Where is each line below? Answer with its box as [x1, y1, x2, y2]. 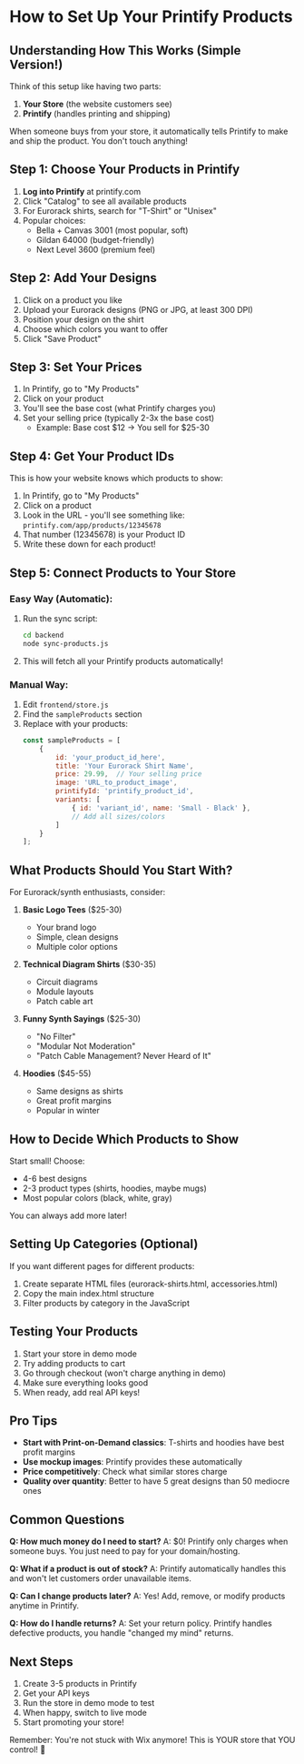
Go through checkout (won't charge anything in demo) [22, 1367, 227, 1378]
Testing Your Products [9, 1324, 139, 1339]
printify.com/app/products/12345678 [22, 521, 162, 530]
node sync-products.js [22, 639, 109, 648]
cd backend [22, 630, 64, 640]
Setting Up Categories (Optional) [9, 1236, 199, 1252]
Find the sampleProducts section [22, 708, 142, 720]
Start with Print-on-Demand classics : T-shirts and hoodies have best [22, 1437, 285, 1448]
